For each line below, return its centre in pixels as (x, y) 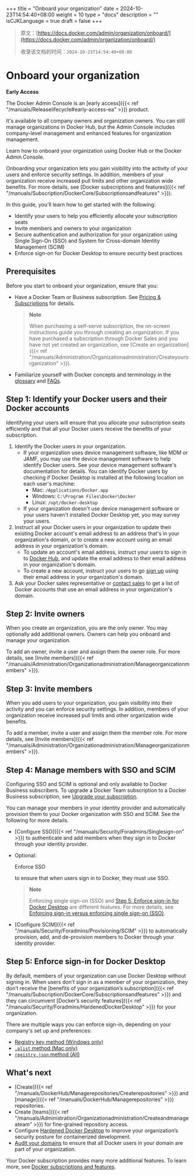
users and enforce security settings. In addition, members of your (85, 174)
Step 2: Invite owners (46, 614)
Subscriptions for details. (45, 303)
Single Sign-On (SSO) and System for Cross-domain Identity (87, 241)
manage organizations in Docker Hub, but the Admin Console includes (90, 127)
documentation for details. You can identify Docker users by (95, 471)
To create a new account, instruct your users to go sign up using (101, 571)
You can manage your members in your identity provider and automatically (96, 808)
